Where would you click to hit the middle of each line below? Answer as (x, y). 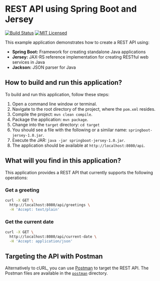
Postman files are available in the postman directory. (56, 273)
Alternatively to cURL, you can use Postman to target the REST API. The (77, 268)
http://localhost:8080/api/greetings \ (50, 205)
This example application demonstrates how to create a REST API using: (77, 42)
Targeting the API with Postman (54, 256)
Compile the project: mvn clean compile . (52, 114)
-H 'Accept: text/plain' (35, 209)
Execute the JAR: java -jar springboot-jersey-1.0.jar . (69, 140)
